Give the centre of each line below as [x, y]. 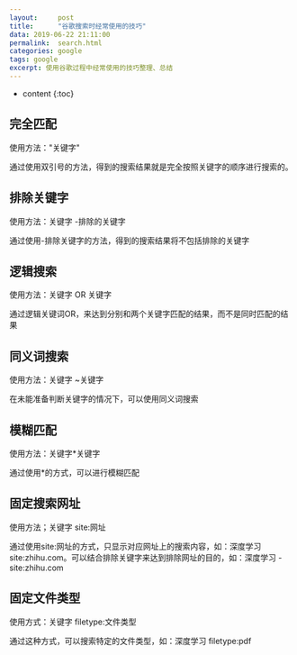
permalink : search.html [56, 43]
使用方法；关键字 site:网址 [58, 527]
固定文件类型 [45, 599]
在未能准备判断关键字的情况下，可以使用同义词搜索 [104, 399]
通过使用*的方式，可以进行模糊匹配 [75, 472]
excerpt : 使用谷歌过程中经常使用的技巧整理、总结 [91, 68]
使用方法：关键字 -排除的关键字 [67, 221]
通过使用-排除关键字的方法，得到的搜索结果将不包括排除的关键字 [130, 241]
